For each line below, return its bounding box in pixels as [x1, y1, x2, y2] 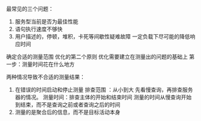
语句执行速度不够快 [14, 26, 63, 32]
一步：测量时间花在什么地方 [6, 60, 75, 68]
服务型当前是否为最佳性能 [14, 18, 79, 25]
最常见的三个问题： [6, 5, 54, 12]
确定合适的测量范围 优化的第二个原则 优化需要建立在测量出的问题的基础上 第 [6, 53, 195, 60]
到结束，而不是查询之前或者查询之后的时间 [14, 101, 121, 108]
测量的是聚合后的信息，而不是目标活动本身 [14, 108, 121, 116]
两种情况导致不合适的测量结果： [6, 74, 85, 80]
